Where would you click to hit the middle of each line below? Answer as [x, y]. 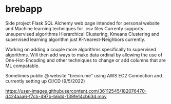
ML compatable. [23, 66]
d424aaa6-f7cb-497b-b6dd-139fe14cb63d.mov [56, 96]
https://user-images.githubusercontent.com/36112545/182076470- [76, 91]
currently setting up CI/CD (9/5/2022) [45, 81]
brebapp [24, 9]
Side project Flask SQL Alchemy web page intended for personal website [83, 23]
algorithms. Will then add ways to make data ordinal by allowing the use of [84, 55]
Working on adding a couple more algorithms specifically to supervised [81, 49]
